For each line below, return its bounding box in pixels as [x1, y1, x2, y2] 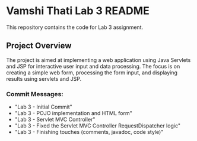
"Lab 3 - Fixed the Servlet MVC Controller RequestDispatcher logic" [14, 122, 181, 129]
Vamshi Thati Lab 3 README [6, 4, 150, 18]
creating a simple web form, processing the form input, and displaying [6, 69, 178, 76]
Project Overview [6, 41, 72, 51]
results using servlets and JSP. [6, 75, 82, 82]
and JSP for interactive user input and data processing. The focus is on [6, 63, 180, 70]
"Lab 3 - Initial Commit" [14, 103, 72, 110]
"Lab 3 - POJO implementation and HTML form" [14, 110, 132, 117]
